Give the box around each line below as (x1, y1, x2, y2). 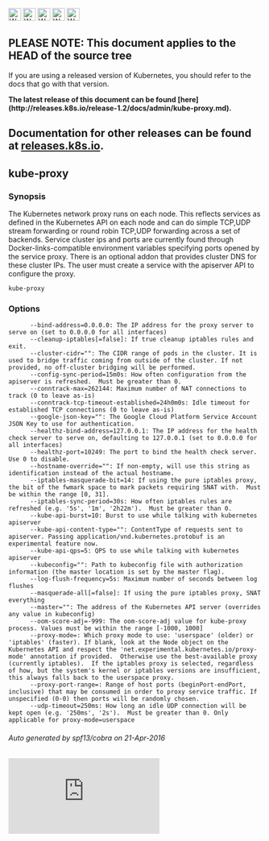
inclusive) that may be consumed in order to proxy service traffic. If (8, 688, 258, 696)
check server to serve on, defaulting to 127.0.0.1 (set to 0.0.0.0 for (8, 434, 258, 442)
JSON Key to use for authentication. (8, 420, 135, 429)
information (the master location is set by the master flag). (8, 568, 226, 576)
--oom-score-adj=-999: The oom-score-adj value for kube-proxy (29, 617, 247, 626)
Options (8, 303, 40, 314)
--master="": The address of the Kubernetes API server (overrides (29, 603, 262, 611)
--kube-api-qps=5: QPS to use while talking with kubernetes (29, 547, 240, 555)
